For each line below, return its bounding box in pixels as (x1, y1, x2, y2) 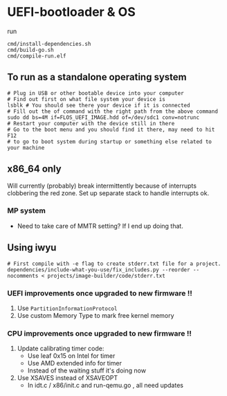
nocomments (7, 272, 39, 279)
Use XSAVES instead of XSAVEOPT (17, 374, 118, 382)
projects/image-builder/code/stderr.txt (47, 272, 166, 279)
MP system (7, 206, 46, 215)
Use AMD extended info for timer (27, 359, 122, 368)
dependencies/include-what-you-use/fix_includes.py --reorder (7, 266, 190, 273)
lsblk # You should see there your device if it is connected (7, 102, 190, 109)
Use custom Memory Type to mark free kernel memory (17, 311, 174, 319)
